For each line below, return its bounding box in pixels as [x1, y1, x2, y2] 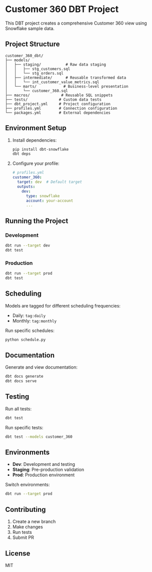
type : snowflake [25, 193, 60, 198]
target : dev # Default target [17, 179, 82, 185]
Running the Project [5, 216, 68, 225]
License [5, 549, 30, 557]
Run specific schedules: [5, 327, 55, 334]
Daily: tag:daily [12, 312, 46, 319]
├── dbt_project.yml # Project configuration [5, 101, 111, 106]
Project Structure [5, 40, 60, 49]
